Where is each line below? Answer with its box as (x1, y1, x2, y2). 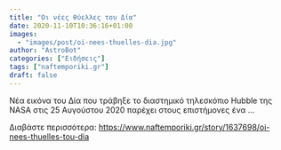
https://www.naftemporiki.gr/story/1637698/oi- (98, 122, 270, 132)
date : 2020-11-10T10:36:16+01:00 (9, 21, 133, 30)
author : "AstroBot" (9, 46, 82, 55)
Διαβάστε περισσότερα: (9, 122, 97, 132)
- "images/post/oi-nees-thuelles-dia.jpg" (17, 37, 177, 47)
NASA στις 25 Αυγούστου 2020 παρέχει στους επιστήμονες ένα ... (9, 104, 255, 115)
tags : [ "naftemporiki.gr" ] (9, 63, 109, 72)
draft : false (9, 71, 58, 80)
